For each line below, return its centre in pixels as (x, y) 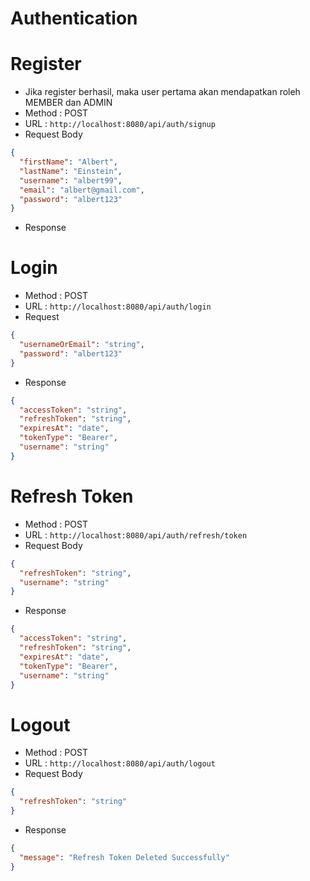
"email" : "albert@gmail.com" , (82, 190)
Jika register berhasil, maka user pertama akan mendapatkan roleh (162, 92)
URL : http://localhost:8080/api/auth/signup (120, 124)
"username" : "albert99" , (71, 180)
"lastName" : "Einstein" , (71, 171)
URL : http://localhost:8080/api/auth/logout (120, 763)
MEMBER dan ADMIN (68, 103)
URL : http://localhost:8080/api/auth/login (118, 306)
